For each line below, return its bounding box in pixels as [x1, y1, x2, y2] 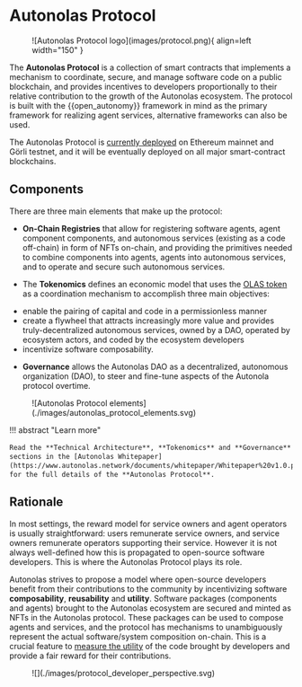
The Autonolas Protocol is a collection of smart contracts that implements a [9, 62, 291, 73]
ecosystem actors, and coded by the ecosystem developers [22, 334, 244, 345]
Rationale [9, 495, 64, 510]
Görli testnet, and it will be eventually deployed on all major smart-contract [9, 145, 286, 157]
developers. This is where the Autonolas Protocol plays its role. [9, 556, 243, 567]
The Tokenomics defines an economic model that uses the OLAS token [22, 278, 288, 289]
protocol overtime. [22, 380, 92, 391]
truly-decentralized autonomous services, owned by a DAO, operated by [22, 324, 290, 335]
